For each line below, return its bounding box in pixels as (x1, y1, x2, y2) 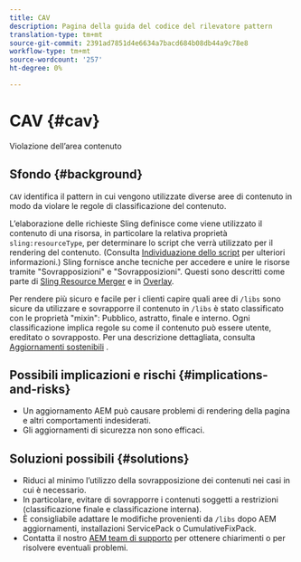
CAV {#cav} (9, 110, 100, 131)
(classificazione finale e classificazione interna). (22, 504, 202, 515)
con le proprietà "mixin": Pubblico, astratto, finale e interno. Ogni (9, 312, 250, 323)
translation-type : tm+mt (9, 30, 103, 39)
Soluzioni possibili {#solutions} (9, 451, 190, 466)
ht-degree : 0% (9, 64, 63, 73)
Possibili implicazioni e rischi (9, 367, 176, 383)
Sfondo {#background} (9, 167, 143, 182)
